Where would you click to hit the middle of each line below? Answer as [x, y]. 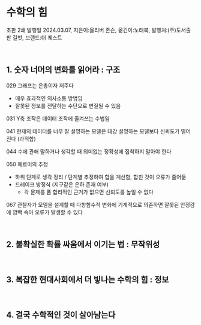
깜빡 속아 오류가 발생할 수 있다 [47, 212]
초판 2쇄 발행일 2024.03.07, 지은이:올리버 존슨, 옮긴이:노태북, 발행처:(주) [91, 30]
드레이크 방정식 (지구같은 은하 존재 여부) [62, 184]
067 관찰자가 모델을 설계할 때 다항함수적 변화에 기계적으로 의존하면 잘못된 [93, 204]
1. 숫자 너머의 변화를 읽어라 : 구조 [63, 70]
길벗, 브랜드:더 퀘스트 [37, 37]
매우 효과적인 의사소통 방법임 [49, 98]
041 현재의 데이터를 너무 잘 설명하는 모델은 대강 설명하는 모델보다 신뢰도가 [93, 131]
